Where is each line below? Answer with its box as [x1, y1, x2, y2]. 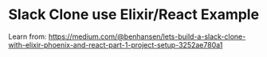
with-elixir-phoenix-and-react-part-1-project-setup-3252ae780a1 [8, 40, 223, 49]
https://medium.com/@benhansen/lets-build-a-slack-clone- [48, 32, 246, 41]
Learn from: [8, 32, 47, 41]
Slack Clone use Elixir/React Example [8, 6, 260, 24]
